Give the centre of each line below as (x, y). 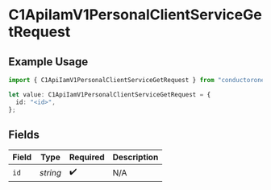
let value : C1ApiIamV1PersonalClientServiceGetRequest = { (110, 94)
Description (135, 157)
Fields (24, 134)
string (50, 172)
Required (87, 157)
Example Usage (48, 62)
